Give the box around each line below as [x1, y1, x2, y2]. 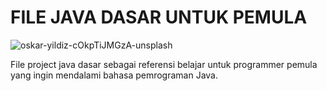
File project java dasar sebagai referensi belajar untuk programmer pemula [10, 58, 318, 70]
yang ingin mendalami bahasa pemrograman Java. [10, 69, 219, 81]
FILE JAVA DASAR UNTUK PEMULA [10, 6, 308, 29]
